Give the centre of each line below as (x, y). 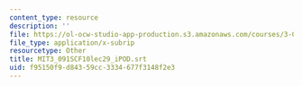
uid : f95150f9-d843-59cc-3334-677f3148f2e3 (92, 68)
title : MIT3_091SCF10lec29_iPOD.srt (78, 59)
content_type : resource (54, 17)
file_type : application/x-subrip (72, 43)
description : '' (40, 26)
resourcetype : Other (48, 51)
